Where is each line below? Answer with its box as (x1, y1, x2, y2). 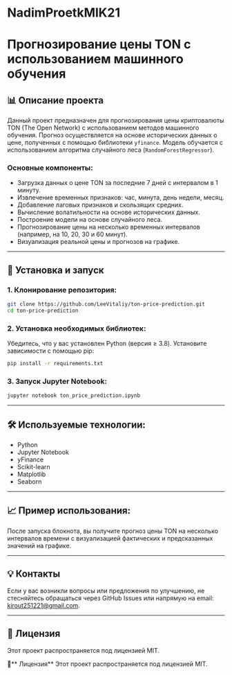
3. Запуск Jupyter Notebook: (7, 376, 107, 386)
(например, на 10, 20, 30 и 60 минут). (17, 230, 128, 238)
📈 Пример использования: (7, 505, 131, 517)
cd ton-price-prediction (7, 307, 79, 315)
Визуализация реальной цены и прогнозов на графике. (17, 238, 180, 246)
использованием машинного (7, 51, 184, 67)
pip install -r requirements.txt (7, 360, 104, 367)
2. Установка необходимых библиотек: (7, 324, 146, 333)
